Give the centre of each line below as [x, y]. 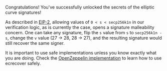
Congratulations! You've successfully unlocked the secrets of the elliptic [80, 7]
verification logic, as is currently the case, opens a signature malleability [80, 27]
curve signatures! [23, 12]
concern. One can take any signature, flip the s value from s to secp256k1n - [83, 33]
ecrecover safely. [23, 63]
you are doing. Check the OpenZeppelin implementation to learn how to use [83, 58]
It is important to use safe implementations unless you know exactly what [81, 53]
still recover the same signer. [35, 43]
